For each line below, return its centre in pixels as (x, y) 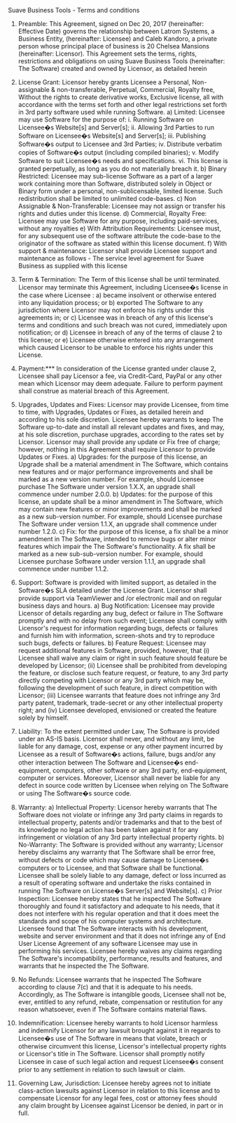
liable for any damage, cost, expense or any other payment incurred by (120, 746)
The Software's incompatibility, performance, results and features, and (120, 958)
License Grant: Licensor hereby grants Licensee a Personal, (104, 82)
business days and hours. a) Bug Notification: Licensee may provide (117, 606)
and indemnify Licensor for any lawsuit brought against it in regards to (119, 1030)
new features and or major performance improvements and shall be (115, 472)
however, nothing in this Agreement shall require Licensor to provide (117, 449)
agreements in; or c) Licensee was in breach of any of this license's (116, 318)
